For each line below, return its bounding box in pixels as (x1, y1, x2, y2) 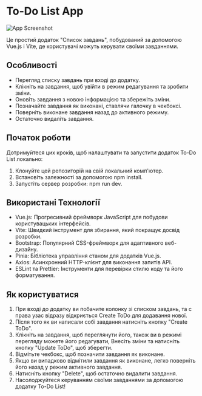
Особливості (6, 60, 58, 70)
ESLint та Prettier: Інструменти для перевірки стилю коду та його (15, 265, 183, 273)
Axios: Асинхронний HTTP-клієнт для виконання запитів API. (15, 259, 172, 266)
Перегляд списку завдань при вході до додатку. (15, 76, 141, 83)
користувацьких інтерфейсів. (15, 220, 91, 227)
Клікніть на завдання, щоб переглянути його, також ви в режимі (15, 331, 182, 338)
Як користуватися (6, 289, 79, 299)
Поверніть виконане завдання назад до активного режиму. (15, 108, 169, 116)
